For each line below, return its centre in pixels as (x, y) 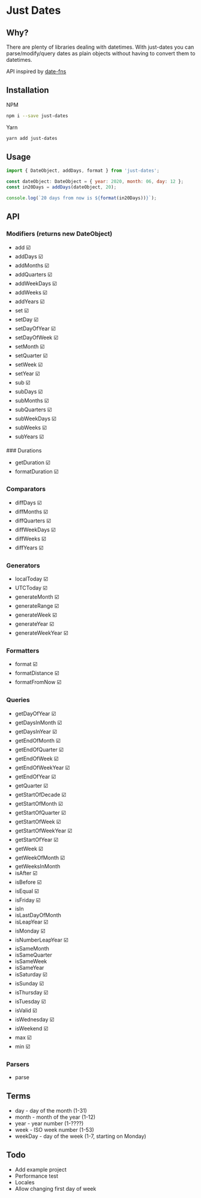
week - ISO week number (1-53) (54, 1130)
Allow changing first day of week (55, 1188)
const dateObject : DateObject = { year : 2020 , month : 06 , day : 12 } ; (95, 182)
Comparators (26, 489)
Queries (18, 700)
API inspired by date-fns (36, 71)
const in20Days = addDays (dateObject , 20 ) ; (61, 187)
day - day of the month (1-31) (51, 1110)
